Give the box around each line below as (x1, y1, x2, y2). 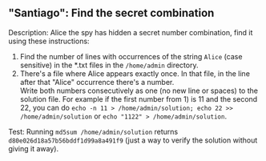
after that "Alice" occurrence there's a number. (19, 77, 175, 87)
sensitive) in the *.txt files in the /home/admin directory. (19, 60, 199, 70)
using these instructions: (8, 36, 90, 46)
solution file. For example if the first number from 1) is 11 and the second (19, 94, 258, 103)
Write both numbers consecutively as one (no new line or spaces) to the (19, 86, 259, 95)
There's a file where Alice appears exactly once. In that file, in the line (19, 68, 251, 78)
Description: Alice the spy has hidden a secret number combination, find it (8, 27, 253, 37)
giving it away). (8, 143, 58, 153)
